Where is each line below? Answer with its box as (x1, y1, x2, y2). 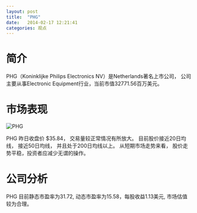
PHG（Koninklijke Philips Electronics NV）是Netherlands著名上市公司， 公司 (6, 73, 192, 80)
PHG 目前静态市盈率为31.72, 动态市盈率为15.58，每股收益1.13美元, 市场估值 (6, 193, 188, 200)
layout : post (6, 8, 38, 15)
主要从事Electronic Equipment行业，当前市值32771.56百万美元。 (6, 80, 163, 87)
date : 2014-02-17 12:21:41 (6, 19, 78, 25)
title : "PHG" (6, 14, 41, 20)
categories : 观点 (6, 25, 47, 31)
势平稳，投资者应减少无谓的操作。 (6, 149, 89, 157)
